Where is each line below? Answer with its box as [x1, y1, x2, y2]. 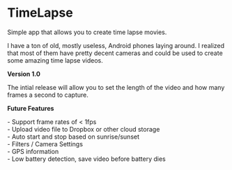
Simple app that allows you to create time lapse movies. [7, 28, 167, 36]
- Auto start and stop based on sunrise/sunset [7, 132, 140, 141]
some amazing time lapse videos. [7, 56, 103, 64]
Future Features [7, 104, 54, 112]
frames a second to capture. [7, 91, 89, 99]
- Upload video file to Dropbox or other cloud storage [7, 125, 160, 133]
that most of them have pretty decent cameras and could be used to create [7, 49, 223, 57]
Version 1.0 [7, 70, 40, 78]
